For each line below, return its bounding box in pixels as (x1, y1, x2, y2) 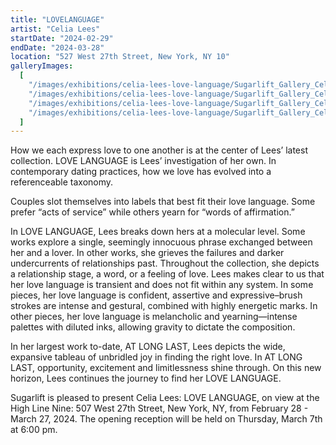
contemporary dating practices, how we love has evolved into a (10, 166, 272, 178)
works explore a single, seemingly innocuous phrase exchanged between (10, 236, 313, 248)
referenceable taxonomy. (10, 176, 114, 188)
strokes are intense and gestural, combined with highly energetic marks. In (10, 300, 318, 312)
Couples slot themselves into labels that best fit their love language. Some (10, 196, 316, 208)
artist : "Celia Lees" (10, 24, 101, 34)
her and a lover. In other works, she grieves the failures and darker (10, 247, 285, 259)
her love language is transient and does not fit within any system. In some (10, 279, 314, 291)
